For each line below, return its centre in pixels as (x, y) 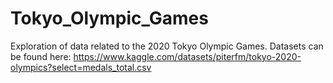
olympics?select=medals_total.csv (81, 67)
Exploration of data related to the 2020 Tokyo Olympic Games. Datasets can (167, 46)
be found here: (41, 56)
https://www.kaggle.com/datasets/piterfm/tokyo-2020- (187, 56)
